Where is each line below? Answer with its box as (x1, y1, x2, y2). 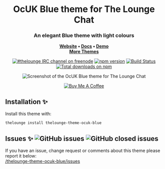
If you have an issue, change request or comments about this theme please (5, 147, 160, 153)
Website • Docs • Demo (59, 43, 109, 49)
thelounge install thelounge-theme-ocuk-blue (5, 120, 101, 125)
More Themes (69, 48, 99, 54)
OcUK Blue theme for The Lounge (13, 3, 155, 15)
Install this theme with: (5, 111, 51, 117)
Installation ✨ (5, 97, 48, 106)
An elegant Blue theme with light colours (33, 32, 134, 39)
